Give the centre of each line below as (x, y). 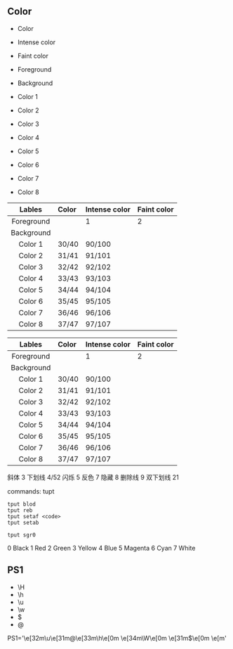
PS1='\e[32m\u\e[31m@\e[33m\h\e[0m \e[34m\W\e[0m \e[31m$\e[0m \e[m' (117, 638)
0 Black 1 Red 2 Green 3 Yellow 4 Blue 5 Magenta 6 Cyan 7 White (101, 548)
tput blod (22, 504)
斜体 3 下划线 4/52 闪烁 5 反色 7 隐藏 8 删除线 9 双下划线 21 (93, 477)
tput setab (23, 522)
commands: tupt (31, 491)
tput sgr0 (22, 535)
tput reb (20, 510)
